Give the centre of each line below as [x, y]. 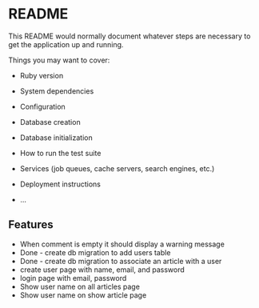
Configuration [42, 106]
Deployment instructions [60, 184]
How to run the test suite [60, 153]
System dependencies [57, 91]
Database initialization [56, 138]
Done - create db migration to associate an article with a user [121, 261]
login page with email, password [73, 278]
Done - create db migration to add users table [95, 252]
